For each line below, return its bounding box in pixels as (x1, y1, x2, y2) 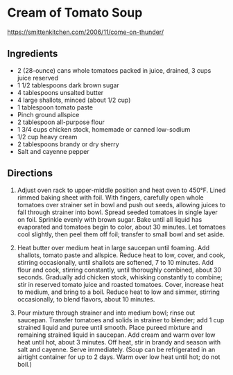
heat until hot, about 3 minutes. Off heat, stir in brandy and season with (17, 338, 221, 346)
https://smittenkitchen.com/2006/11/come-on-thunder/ (7, 28, 164, 36)
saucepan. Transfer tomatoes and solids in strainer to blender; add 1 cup (17, 315, 225, 324)
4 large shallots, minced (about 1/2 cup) (17, 96, 131, 104)
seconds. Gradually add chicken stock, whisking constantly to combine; (17, 272, 223, 281)
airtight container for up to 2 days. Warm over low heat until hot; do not (17, 352, 221, 361)
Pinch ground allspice (17, 110, 80, 119)
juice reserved (17, 73, 59, 82)
